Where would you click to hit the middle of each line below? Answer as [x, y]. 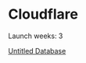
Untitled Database [37, 51]
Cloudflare [43, 14]
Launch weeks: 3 [36, 36]
